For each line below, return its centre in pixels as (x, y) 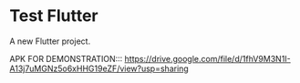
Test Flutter (54, 16)
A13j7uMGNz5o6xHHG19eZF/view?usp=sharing (99, 68)
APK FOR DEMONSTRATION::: (66, 58)
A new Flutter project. (50, 41)
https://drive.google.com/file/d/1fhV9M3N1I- (208, 58)
